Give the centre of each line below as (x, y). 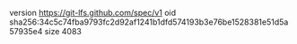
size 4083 (63, 31)
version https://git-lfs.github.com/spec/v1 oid (93, 13)
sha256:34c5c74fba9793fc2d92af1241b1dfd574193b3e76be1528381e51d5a (149, 22)
